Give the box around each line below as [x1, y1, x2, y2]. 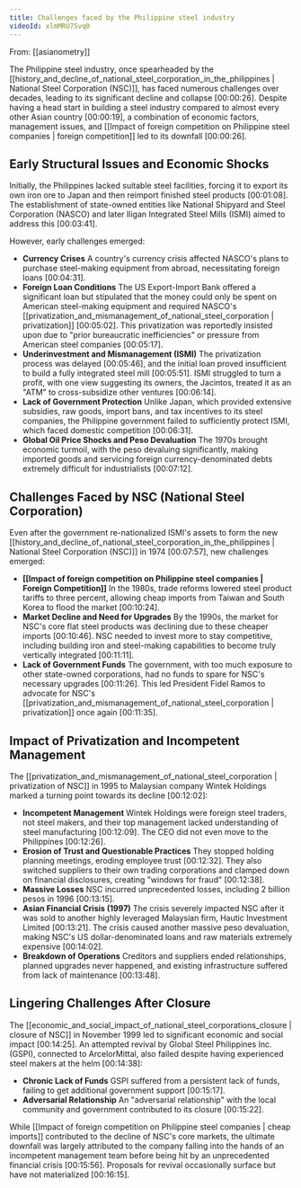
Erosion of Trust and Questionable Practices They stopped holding [22, 846, 274, 856]
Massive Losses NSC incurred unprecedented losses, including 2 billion [22, 883, 290, 894]
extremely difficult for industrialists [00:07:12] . [22, 464, 193, 474]
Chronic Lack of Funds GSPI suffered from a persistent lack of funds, [22, 1075, 280, 1086]
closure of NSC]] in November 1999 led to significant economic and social [9, 1029, 284, 1040]
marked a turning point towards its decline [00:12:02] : [9, 790, 208, 801]
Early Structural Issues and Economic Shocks [9, 156, 270, 172]
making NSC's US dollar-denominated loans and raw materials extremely [22, 931, 293, 942]
